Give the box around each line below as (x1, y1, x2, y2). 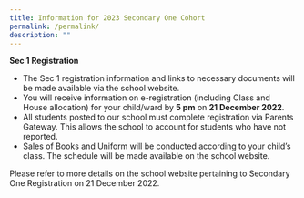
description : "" (9, 30, 71, 39)
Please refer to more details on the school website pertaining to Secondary (9, 168, 290, 179)
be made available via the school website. (22, 83, 180, 94)
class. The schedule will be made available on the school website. (22, 151, 270, 162)
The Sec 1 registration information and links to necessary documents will (22, 73, 296, 84)
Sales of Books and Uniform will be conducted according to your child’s (22, 141, 291, 151)
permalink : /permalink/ (9, 22, 100, 31)
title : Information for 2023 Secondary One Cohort (9, 13, 206, 23)
